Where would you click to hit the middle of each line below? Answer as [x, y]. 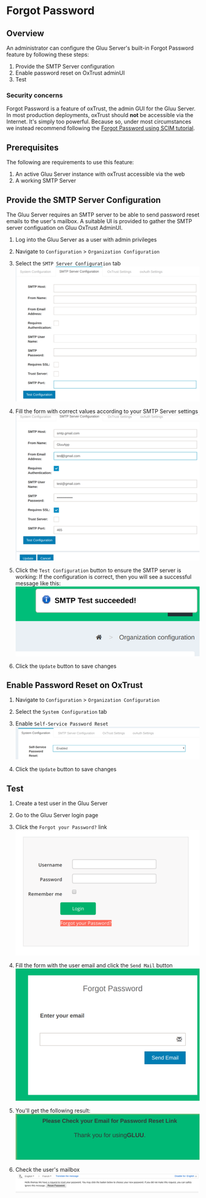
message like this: [38, 583]
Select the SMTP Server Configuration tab [68, 263]
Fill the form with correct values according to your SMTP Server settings [106, 411]
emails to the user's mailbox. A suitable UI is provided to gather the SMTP [99, 221]
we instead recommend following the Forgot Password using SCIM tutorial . [101, 128]
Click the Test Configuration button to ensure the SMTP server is [98, 570]
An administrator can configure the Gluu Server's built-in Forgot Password [100, 48]
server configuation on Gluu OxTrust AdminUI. [65, 227]
